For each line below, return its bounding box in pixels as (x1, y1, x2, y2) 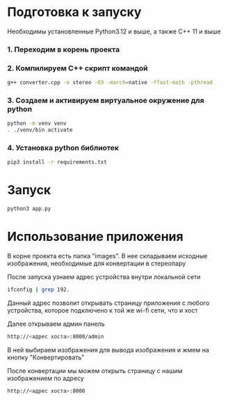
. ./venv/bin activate (7, 127, 73, 134)
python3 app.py (7, 205, 51, 212)
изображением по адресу (7, 374, 85, 382)
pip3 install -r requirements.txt (7, 159, 108, 166)
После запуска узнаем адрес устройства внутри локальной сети (7, 273, 201, 281)
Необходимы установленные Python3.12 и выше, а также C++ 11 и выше (7, 27, 221, 36)
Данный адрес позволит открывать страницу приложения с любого (7, 299, 210, 307)
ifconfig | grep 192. (7, 286, 70, 293)
